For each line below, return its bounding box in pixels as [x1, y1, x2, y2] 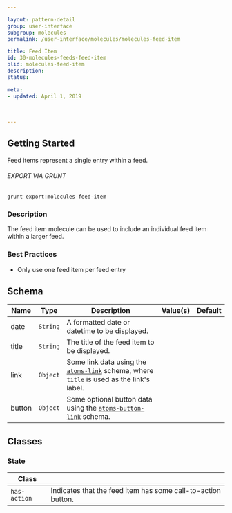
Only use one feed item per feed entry [17, 265, 126, 273]
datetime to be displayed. [66, 326, 148, 336]
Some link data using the [66, 357, 147, 367]
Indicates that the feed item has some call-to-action [50, 486, 221, 496]
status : [7, 73, 30, 80]
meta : [7, 86, 23, 93]
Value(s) [161, 306, 191, 316]
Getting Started [7, 138, 75, 150]
